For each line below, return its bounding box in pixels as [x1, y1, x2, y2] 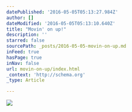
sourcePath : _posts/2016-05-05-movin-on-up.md [6, 43, 127, 50]
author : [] [6, 15, 34, 21]
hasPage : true [6, 54, 43, 61]
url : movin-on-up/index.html [6, 65, 80, 72]
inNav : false [6, 60, 40, 66]
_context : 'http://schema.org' [6, 72, 86, 78]
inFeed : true [6, 49, 40, 55]
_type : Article [6, 77, 45, 83]
